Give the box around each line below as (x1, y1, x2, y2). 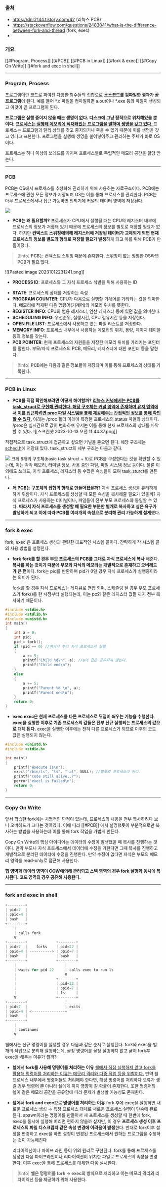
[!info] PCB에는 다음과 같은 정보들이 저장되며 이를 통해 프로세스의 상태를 (17, 362, 156, 368)
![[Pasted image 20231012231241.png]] (5, 269, 85, 275)
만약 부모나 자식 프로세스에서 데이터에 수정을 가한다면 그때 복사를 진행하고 (15, 845, 158, 851)
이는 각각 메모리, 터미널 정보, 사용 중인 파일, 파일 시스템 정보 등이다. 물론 (15, 462, 155, 468)
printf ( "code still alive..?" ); (14, 774, 81, 779)
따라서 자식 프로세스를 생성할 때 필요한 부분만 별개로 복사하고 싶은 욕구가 (19, 504, 157, 509)
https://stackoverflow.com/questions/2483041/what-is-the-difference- (12, 22, 157, 28)
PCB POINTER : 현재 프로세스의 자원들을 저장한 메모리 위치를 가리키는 (12, 339, 147, 345)
